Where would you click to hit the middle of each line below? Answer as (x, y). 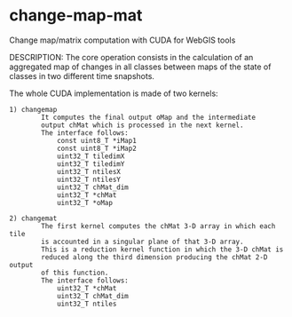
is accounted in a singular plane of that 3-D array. (142, 242)
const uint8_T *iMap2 (97, 148)
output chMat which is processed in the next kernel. (142, 125)
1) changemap (33, 109)
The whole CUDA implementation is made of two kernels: (114, 93)
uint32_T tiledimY (91, 164)
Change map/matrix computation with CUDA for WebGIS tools (122, 40)
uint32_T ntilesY (89, 179)
